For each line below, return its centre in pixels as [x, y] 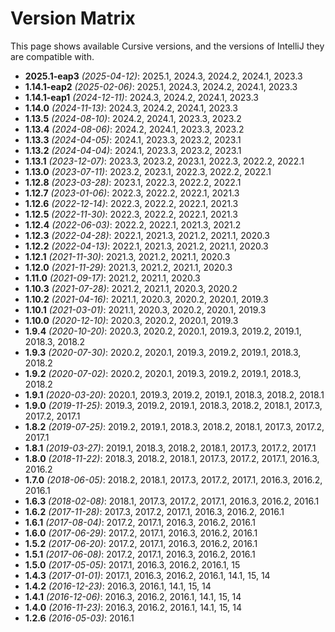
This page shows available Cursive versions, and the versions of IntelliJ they [167, 46]
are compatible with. [52, 56]
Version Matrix [73, 18]
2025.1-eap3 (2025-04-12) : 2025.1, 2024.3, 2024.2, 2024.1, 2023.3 [163, 76]
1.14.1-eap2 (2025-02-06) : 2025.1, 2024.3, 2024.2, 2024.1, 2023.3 [161, 86]
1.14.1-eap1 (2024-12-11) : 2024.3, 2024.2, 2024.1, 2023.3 [142, 97]
